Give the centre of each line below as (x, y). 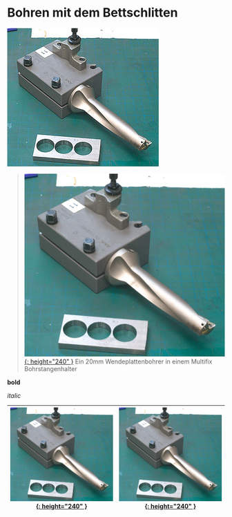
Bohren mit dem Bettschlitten (93, 13)
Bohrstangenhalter (50, 369)
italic (14, 396)
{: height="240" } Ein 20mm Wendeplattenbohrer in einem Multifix (118, 361)
